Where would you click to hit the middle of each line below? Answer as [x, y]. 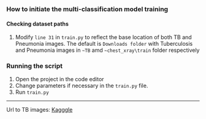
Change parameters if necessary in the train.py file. [82, 86]
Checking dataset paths [38, 24]
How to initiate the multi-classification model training [87, 9]
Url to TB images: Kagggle [40, 110]
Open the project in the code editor [59, 79]
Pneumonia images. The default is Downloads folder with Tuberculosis [104, 44]
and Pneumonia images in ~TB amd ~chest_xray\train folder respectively [107, 50]
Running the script [35, 66]
